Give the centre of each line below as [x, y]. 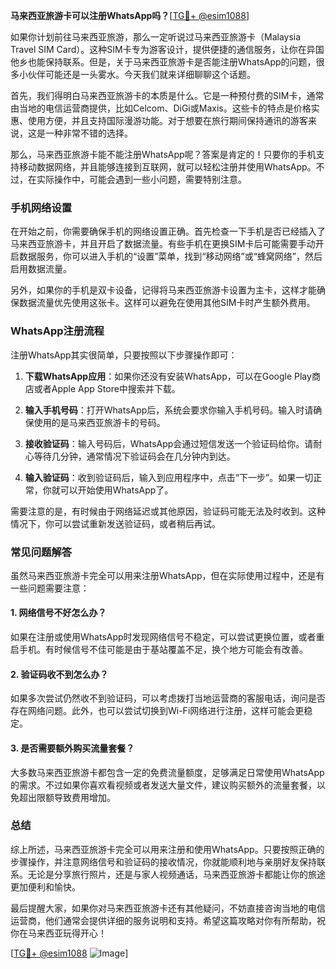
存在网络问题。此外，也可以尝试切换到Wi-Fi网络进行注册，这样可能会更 [157, 711]
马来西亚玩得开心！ [67, 933]
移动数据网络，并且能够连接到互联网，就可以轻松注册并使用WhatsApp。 [167, 167]
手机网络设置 [41, 207]
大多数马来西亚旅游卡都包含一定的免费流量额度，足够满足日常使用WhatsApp [167, 772]
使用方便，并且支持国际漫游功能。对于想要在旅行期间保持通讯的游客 [167, 120]
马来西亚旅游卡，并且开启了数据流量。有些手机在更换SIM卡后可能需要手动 [163, 244]
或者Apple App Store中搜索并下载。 [107, 388]
